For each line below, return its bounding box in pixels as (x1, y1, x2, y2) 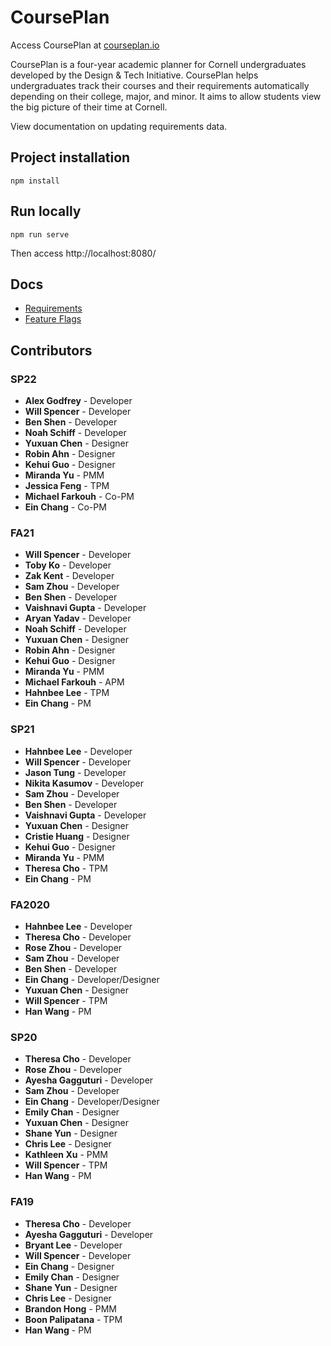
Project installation (10, 149, 131, 166)
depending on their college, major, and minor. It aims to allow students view (10, 90, 322, 102)
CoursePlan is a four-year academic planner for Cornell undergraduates (10, 58, 307, 70)
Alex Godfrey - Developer (24, 395, 133, 407)
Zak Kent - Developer (24, 570, 115, 582)
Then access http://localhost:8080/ (10, 247, 157, 259)
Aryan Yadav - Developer (24, 612, 132, 625)
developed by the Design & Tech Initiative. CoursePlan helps (10, 69, 259, 81)
